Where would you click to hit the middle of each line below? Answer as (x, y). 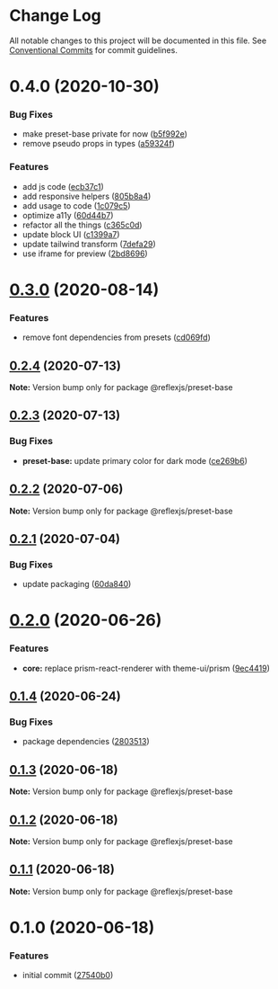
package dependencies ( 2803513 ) (86, 742)
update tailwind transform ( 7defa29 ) (89, 244)
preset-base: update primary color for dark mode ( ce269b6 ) (135, 460)
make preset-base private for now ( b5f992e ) (105, 134)
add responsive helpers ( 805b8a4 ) (87, 196)
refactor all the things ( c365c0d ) (82, 225)
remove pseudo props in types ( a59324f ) (98, 144)
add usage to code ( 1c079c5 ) (77, 205)
